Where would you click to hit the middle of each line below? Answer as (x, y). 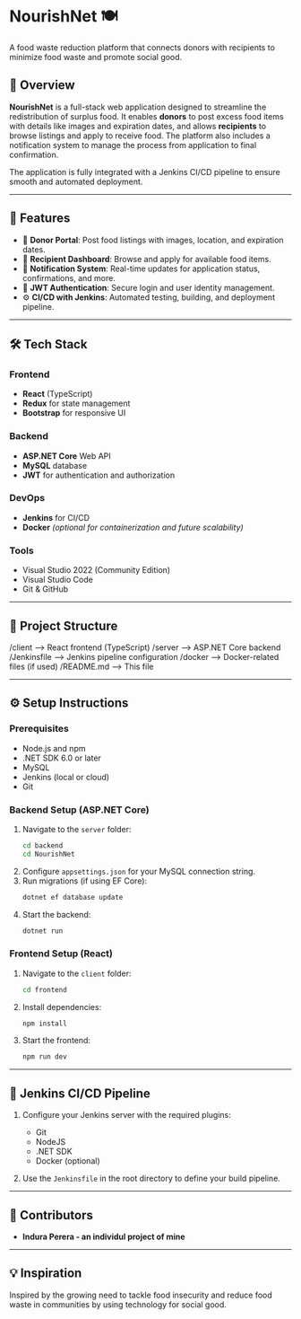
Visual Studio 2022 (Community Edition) (96, 570)
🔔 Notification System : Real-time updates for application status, (141, 268)
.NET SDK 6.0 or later (61, 758)
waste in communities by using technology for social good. (118, 1304)
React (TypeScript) (57, 394)
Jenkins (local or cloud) (66, 777)
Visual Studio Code (58, 580)
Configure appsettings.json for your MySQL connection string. (139, 871)
